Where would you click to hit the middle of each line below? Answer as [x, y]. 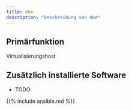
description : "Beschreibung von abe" [53, 17]
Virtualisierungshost [31, 56]
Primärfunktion [35, 42]
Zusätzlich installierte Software [66, 75]
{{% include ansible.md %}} [41, 101]
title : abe [20, 12]
